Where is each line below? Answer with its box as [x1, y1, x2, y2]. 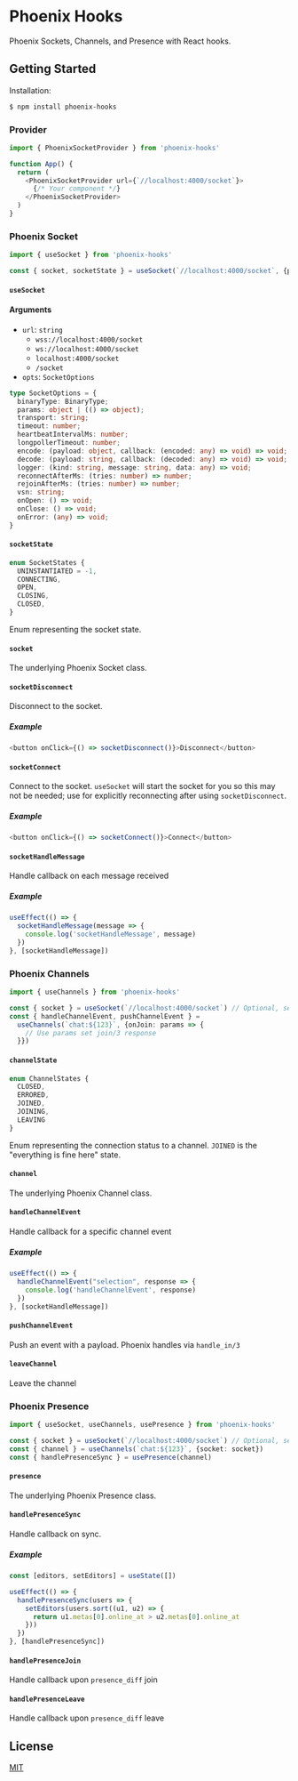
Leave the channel [9, 1377, 77, 1389]
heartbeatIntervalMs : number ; [17, 430, 129, 439]
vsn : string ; [17, 488, 66, 497]
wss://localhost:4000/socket [35, 335, 144, 344]
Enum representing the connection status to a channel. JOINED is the [9, 1140, 257, 1150]
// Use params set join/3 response [25, 1028, 157, 1037]
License [9, 1738, 54, 1753]
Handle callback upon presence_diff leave [9, 1712, 165, 1723]
